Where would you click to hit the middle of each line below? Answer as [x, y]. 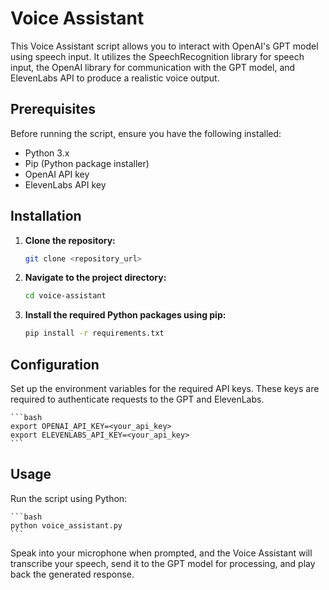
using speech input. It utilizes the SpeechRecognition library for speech [157, 56]
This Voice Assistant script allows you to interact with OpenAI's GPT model [164, 46]
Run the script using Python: [69, 498]
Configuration [55, 364]
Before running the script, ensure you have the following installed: [146, 133]
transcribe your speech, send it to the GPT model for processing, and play [163, 563]
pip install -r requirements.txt [94, 333]
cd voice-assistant [65, 296]
